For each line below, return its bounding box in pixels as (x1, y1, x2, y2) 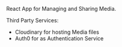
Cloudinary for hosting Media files (14, 28, 99, 36)
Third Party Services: (6, 17, 59, 23)
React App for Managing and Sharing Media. (6, 5, 117, 12)
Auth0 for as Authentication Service (14, 35, 104, 42)
